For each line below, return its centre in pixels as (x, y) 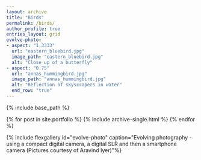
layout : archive (26, 12)
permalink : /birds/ (31, 23)
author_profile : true (33, 29)
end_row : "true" (32, 91)
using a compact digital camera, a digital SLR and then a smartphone (92, 144)
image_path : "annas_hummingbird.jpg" (59, 79)
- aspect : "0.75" (28, 68)
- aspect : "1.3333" (31, 46)
